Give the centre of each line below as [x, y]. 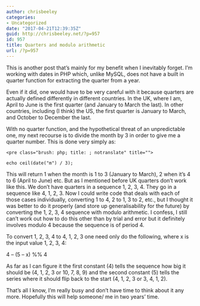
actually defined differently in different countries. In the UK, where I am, [94, 98]
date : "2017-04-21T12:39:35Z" [44, 28]
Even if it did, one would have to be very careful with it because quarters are [100, 92]
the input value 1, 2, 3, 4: [36, 243]
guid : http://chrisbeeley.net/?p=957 [53, 34]
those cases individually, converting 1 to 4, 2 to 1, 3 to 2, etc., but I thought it [100, 199]
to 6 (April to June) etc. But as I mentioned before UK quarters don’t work [96, 180]
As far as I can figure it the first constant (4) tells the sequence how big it [96, 266]
